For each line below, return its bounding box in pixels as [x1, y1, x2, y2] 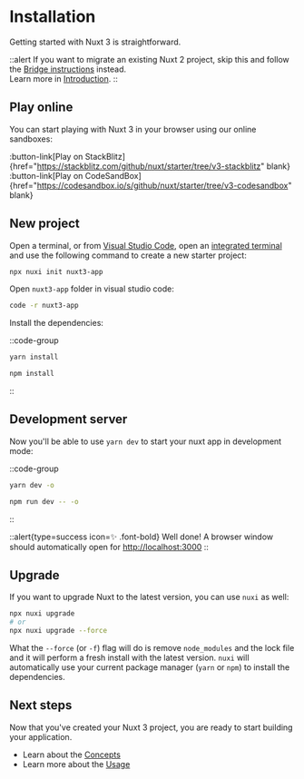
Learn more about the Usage [22, 758, 131, 769]
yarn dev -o [9, 480, 54, 489]
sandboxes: [9, 133, 53, 144]
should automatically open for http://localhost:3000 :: [9, 541, 209, 552]
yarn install [9, 352, 59, 362]
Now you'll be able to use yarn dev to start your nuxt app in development [9, 436, 282, 447]
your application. [9, 731, 73, 742]
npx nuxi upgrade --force [9, 626, 107, 636]
